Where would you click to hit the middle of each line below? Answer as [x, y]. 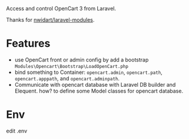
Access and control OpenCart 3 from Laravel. [61, 9]
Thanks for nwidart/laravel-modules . [50, 20]
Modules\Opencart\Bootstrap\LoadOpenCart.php [71, 66]
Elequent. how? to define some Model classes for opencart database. [99, 91]
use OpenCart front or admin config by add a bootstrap [82, 60]
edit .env [17, 131]
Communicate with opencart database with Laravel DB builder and [95, 84]
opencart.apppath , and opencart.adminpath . [67, 78]
